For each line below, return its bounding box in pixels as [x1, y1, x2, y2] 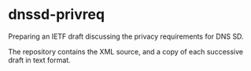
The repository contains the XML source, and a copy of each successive [8, 47, 244, 56]
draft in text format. [8, 55, 71, 65]
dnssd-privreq [8, 6, 105, 24]
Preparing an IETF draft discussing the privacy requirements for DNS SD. [8, 32, 244, 41]
